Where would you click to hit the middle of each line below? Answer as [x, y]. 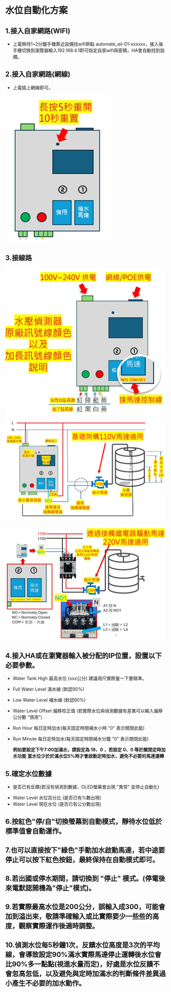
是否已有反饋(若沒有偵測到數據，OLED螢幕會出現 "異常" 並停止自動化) [86, 787]
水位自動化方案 [37, 10]
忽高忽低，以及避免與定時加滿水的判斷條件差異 [85, 973]
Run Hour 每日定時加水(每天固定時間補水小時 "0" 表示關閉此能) [79, 728]
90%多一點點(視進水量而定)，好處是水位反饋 [82, 964]
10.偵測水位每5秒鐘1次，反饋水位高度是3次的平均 [83, 945]
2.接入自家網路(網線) [38, 74]
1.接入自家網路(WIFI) [38, 31]
